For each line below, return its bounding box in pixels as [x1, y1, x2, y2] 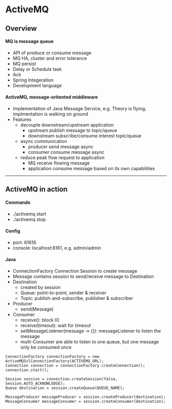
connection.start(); [5, 367, 50, 373]
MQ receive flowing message [28, 160, 90, 166]
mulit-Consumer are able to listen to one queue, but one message [20, 338, 159, 344]
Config [5, 228, 20, 234]
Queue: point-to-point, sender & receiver [20, 290, 106, 296]
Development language [12, 82, 62, 88]
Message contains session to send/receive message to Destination [12, 273, 155, 279]
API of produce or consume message [12, 50, 92, 56]
